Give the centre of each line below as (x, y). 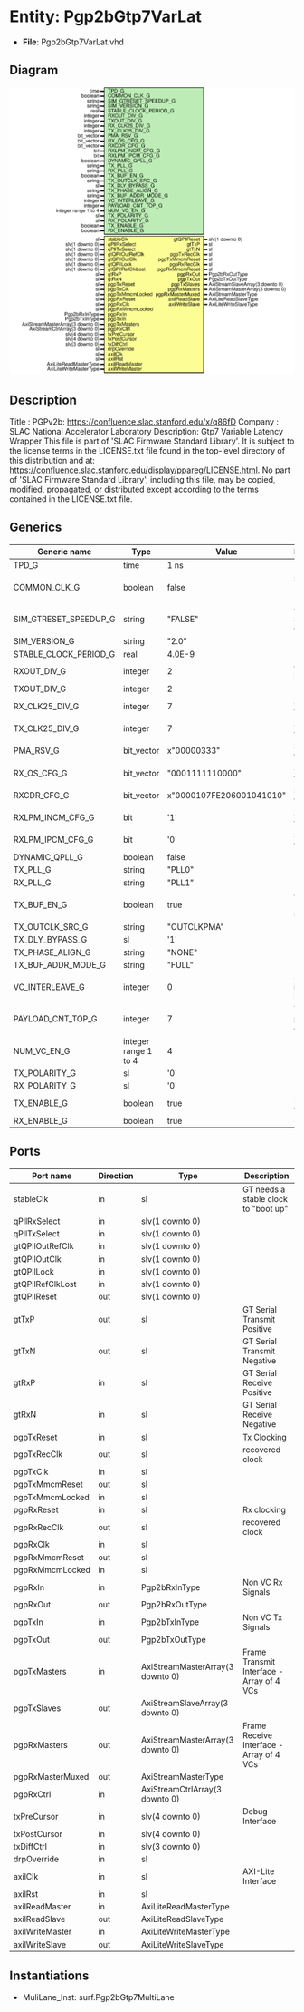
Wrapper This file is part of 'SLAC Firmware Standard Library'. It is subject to (152, 441)
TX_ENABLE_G (40, 1103)
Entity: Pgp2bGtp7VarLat (105, 17)
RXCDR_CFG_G (41, 795)
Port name (52, 1176)
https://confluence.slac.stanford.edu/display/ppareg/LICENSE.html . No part (150, 470)
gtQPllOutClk (37, 1259)
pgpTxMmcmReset (48, 1484)
